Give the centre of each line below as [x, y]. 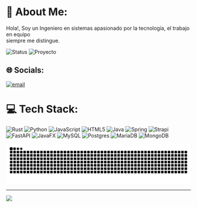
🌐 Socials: [25, 70]
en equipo [18, 34]
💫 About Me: [37, 12]
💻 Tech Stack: [42, 109]
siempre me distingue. [33, 40]
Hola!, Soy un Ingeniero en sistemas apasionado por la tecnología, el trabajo [98, 28]
